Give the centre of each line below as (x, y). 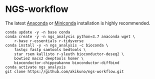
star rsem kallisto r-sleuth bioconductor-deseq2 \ (69, 54)
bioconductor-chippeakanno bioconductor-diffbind (67, 63)
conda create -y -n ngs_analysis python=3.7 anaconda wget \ (70, 36)
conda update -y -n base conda (38, 32)
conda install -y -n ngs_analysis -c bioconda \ (57, 45)
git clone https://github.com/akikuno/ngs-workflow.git (64, 71)
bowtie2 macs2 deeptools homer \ (49, 58)
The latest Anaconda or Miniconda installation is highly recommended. (78, 23)
